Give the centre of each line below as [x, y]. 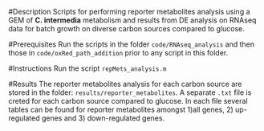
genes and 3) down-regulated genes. [103, 118]
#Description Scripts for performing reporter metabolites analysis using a [129, 12]
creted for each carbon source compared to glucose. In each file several [128, 101]
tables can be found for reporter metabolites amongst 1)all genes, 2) [121, 109]
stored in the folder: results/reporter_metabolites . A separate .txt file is [130, 92]
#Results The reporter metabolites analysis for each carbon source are [125, 84]
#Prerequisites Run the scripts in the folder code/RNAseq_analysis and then [132, 44]
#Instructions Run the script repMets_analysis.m [87, 68]
